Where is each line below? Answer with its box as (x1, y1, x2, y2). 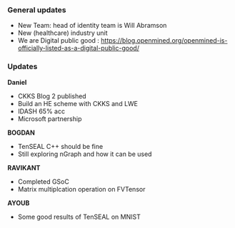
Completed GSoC (17, 177, 69, 186)
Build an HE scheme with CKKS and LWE (17, 99, 138, 108)
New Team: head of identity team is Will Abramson (17, 21, 167, 30)
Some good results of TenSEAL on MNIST (17, 212, 141, 221)
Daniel (7, 78, 27, 86)
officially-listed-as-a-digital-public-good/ (17, 44, 139, 53)
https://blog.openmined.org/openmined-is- (101, 36, 228, 45)
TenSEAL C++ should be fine (17, 142, 104, 150)
